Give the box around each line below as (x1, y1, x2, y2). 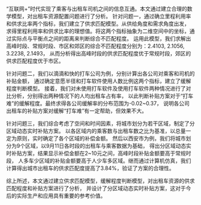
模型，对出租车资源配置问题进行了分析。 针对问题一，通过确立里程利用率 (11, 13, 191, 20)
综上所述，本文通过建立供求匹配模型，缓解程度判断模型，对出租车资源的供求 (6, 178, 195, 184)
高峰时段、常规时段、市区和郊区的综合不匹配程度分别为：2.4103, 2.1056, (6, 42, 185, 49)
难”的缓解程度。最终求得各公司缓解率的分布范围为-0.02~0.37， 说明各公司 (6, 100, 190, 107)
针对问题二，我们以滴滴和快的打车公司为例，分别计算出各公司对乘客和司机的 (6, 70, 195, 77)
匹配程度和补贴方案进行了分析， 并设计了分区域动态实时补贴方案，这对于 (6, 185, 186, 192)
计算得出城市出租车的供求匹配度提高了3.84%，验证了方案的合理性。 (6, 164, 175, 172)
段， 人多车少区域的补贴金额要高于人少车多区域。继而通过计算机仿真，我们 (6, 157, 191, 164)
